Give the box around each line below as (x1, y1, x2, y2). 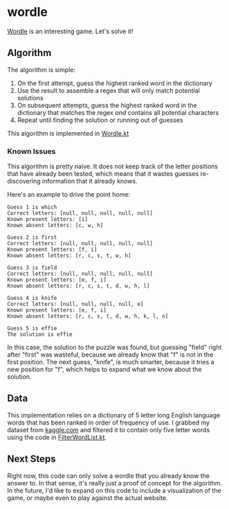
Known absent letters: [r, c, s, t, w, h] (7, 252, 131, 260)
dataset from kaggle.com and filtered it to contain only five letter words (7, 425, 210, 434)
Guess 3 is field (7, 265, 57, 271)
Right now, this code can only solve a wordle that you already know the (7, 472, 210, 480)
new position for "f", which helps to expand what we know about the (7, 365, 202, 374)
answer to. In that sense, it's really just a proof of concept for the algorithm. (7, 479, 223, 487)
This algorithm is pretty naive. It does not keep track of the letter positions (7, 162, 218, 170)
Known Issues (7, 146, 56, 156)
